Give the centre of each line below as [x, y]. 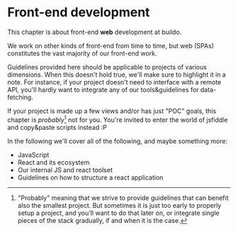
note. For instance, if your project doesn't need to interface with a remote [114, 82]
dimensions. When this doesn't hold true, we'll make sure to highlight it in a [117, 74]
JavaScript [33, 155]
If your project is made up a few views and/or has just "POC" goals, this [112, 111]
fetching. [20, 97]
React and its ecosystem [53, 162]
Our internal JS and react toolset [65, 170]
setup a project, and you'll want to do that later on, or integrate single [118, 213]
